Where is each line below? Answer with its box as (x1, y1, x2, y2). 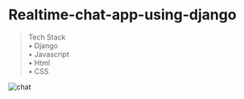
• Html (27, 58, 51, 68)
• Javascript (27, 49, 70, 59)
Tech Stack (27, 32, 66, 42)
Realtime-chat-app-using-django (8, 6, 237, 24)
